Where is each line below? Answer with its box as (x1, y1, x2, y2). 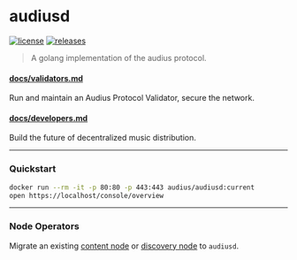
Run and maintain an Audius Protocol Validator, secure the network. (9, 93, 255, 103)
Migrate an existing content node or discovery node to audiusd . (9, 241, 240, 251)
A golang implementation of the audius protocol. (30, 52, 207, 63)
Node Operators (9, 220, 80, 233)
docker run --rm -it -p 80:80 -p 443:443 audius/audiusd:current (9, 183, 255, 192)
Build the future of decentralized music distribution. (9, 133, 197, 143)
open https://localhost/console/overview (9, 191, 164, 200)
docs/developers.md (9, 112, 88, 123)
